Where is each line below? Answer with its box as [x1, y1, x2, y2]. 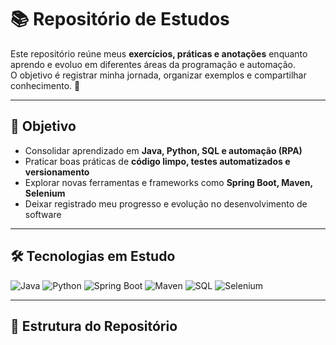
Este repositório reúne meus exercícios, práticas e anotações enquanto [10, 47, 308, 60]
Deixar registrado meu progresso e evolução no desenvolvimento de [24, 197, 308, 210]
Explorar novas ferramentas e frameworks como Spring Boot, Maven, [24, 176, 313, 188]
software [24, 208, 62, 220]
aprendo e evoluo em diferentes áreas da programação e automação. [10, 58, 297, 70]
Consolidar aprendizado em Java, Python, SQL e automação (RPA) [24, 144, 303, 156]
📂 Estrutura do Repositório [10, 317, 178, 335]
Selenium [24, 187, 66, 199]
